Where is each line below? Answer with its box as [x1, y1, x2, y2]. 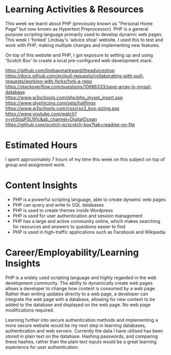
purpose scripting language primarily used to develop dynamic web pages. [5, 31, 163, 37]
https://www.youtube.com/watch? [5, 111, 77, 117]
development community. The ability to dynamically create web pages [5, 280, 153, 286]
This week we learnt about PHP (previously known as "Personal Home [5, 20, 153, 27]
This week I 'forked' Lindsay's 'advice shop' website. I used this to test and [5, 37, 163, 43]
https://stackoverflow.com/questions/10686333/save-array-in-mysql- [5, 83, 152, 90]
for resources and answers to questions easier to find [12, 223, 126, 230]
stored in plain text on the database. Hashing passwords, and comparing [5, 333, 158, 339]
